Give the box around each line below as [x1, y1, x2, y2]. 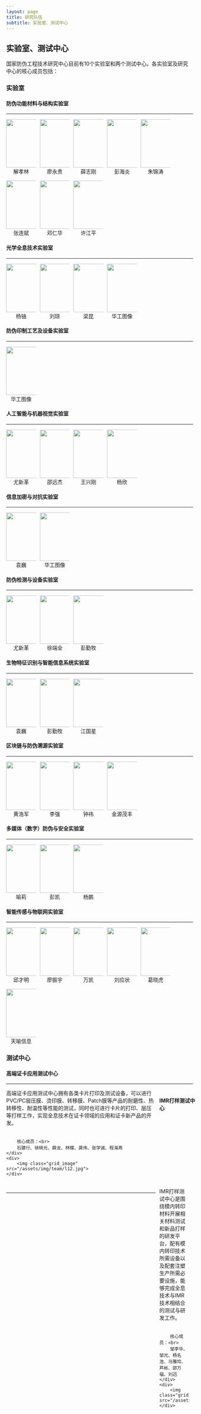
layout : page [6, 8, 39, 15]
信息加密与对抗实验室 [6, 493, 58, 500]
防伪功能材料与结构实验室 [6, 99, 69, 107]
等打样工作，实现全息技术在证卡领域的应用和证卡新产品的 [6, 1112, 146, 1119]
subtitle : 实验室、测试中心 [6, 20, 68, 26]
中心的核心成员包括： [6, 68, 58, 75]
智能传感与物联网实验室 [6, 908, 63, 915]
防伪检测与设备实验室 [6, 576, 58, 583]
